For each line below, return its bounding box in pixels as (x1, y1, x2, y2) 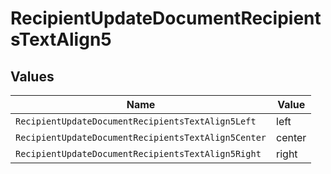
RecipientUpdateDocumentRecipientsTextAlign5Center (15, 132, 267, 143)
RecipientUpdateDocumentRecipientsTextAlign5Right (15, 148, 262, 159)
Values (10, 68, 55, 85)
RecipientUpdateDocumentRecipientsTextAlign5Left (15, 116, 257, 127)
